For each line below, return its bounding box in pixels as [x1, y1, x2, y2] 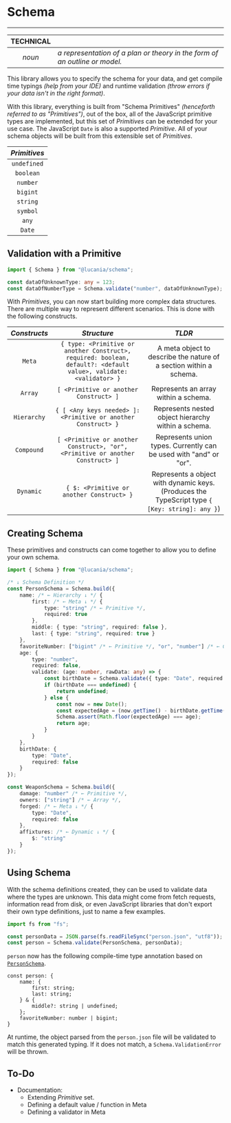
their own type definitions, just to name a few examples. [7, 907, 166, 915]
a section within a [155, 361, 212, 370]
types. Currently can [151, 441, 217, 450]
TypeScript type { [155, 495, 213, 505]
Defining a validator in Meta [27, 1108, 106, 1116]
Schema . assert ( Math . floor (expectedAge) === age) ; [56, 713, 201, 721]
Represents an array [151, 384, 217, 394]
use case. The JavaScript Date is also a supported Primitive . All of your [7, 124, 208, 132]
